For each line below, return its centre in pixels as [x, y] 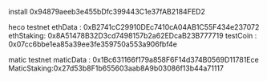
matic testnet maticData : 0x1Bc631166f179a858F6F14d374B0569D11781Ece [133, 60]
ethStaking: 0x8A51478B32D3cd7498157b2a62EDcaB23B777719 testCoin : [133, 36]
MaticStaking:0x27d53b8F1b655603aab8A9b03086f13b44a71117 [116, 68]
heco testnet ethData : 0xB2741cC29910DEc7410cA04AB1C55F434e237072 [134, 27]
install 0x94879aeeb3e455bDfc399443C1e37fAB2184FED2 [107, 12]
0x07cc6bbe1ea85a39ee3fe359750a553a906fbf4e [93, 44]
